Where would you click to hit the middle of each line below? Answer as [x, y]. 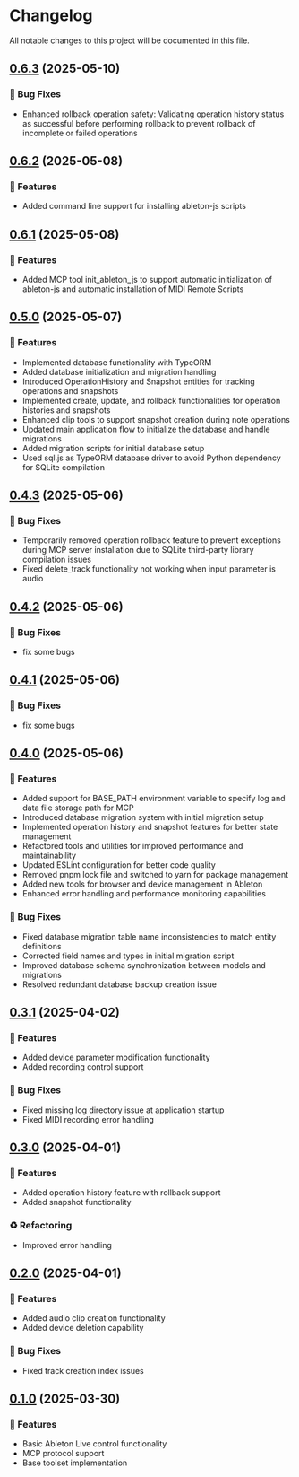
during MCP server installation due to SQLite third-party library [138, 550]
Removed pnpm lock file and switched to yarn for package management [155, 875]
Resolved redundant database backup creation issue [120, 984]
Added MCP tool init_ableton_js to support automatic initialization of [147, 280]
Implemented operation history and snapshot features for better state [150, 827]
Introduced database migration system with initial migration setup [143, 817]
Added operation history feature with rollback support [121, 1193]
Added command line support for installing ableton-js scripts [134, 206]
